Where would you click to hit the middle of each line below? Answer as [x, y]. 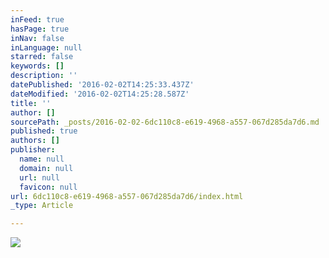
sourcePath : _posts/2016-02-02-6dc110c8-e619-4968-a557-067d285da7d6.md [165, 122]
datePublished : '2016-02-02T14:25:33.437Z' [102, 85]
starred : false [42, 57]
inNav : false [37, 38]
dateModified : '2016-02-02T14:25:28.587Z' [100, 94]
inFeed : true [37, 19]
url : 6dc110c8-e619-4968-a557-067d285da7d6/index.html [127, 196]
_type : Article [42, 206]
